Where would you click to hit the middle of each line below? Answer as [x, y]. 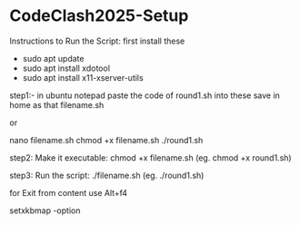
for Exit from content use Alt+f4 [69, 192]
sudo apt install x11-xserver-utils [83, 77]
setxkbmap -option [45, 210]
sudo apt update [53, 58]
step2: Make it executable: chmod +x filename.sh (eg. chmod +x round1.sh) [151, 157]
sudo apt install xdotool [66, 68]
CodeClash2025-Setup [99, 16]
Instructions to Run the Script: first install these [97, 41]
